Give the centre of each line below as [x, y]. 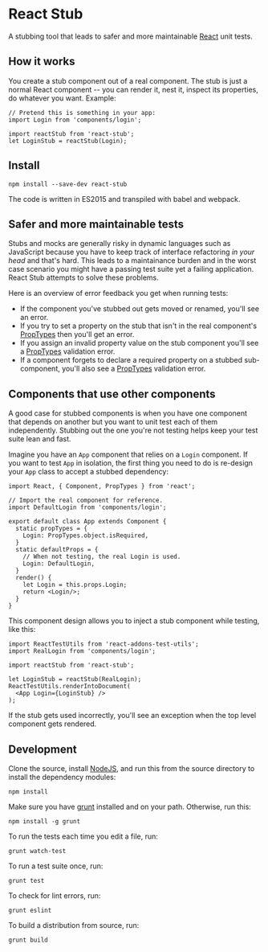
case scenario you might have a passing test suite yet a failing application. [131, 269]
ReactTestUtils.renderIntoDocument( [69, 687]
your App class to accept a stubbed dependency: [88, 472]
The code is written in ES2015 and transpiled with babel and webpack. [124, 199]
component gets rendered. [53, 724]
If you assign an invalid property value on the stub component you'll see [139, 343]
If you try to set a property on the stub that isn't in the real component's [138, 326]
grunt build [28, 940]
